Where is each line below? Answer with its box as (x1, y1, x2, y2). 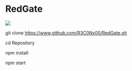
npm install (5, 49, 29, 56)
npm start (5, 60, 26, 66)
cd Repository (5, 40, 35, 46)
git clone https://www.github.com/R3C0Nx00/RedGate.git (5, 29, 127, 36)
